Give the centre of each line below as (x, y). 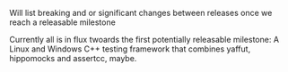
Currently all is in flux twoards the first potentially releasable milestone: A (144, 40)
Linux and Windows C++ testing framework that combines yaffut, (130, 49)
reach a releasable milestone (63, 22)
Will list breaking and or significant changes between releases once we (141, 13)
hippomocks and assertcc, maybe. (73, 58)
